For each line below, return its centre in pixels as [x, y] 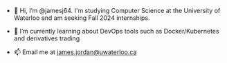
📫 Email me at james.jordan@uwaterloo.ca [75, 52]
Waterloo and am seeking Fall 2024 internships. [82, 18]
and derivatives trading [47, 38]
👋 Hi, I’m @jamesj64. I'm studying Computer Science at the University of [117, 11]
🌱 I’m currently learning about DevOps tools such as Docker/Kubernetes [116, 31]
